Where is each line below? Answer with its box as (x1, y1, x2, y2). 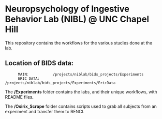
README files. (5, 94, 34, 100)
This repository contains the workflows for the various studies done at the (5, 40, 152, 45)
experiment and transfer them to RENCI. (5, 108, 85, 114)
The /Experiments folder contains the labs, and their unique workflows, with (5, 89, 157, 95)
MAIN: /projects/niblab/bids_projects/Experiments (17, 72, 144, 77)
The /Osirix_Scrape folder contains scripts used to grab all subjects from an (5, 103, 157, 109)
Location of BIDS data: (5, 59, 74, 67)
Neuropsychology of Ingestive (5, 3, 130, 15)
